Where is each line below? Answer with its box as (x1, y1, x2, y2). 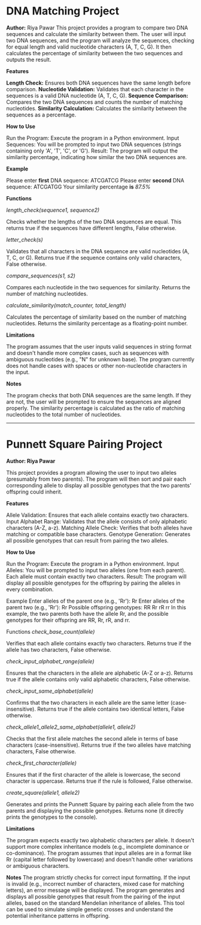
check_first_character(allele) (6, 759, 77, 767)
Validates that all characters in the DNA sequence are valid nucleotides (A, (6, 247, 190, 255)
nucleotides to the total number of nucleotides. (6, 411, 121, 418)
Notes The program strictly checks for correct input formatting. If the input (6, 873, 190, 881)
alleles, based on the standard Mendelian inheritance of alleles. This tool (6, 899, 185, 906)
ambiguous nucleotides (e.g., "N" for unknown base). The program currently (6, 355, 194, 363)
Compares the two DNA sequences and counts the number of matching (6, 98, 183, 106)
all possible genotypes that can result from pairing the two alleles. (6, 537, 169, 544)
